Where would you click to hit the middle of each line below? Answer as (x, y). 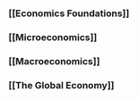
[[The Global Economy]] (61, 85)
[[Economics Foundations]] (69, 13)
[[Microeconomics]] (53, 37)
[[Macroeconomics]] (54, 61)
